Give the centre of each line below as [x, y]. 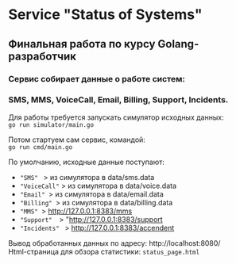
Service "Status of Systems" [105, 15]
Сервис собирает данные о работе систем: [97, 78]
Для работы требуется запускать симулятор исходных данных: [116, 117]
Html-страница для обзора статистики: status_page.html [104, 251]
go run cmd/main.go [41, 147]
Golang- [178, 44]
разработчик [43, 56]
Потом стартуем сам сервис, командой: [77, 140]
